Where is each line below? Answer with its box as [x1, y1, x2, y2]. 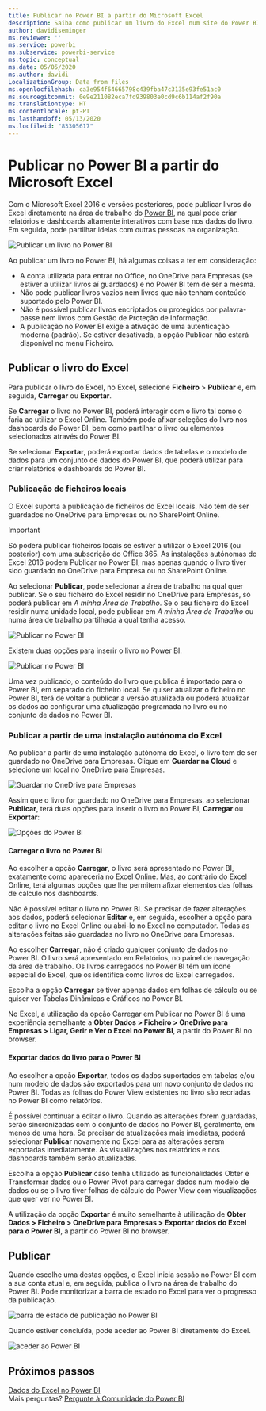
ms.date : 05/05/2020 [8, 63, 77, 71]
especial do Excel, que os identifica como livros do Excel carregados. [8, 970, 235, 980]
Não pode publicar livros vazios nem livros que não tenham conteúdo [19, 287, 247, 297]
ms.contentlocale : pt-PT [8, 108, 90, 116]
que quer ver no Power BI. [8, 1194, 93, 1203]
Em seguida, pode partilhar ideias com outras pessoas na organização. [8, 224, 240, 234]
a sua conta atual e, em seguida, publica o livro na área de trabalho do [8, 1279, 237, 1288]
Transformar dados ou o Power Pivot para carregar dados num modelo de [8, 1177, 249, 1187]
